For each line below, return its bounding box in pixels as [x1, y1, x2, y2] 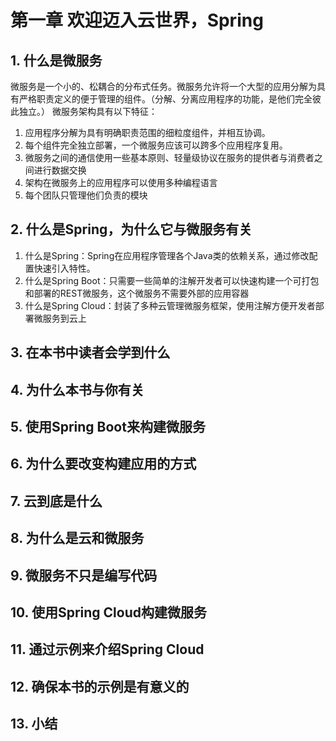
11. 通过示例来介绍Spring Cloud [10, 641, 205, 658]
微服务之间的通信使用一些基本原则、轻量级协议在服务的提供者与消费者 [24, 152, 315, 163]
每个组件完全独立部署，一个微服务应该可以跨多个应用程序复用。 [24, 139, 288, 151]
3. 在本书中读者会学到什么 [10, 344, 171, 361]
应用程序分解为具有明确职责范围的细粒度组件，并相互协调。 [24, 127, 271, 138]
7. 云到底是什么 [10, 492, 103, 510]
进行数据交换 [33, 164, 87, 176]
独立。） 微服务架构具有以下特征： [18, 106, 158, 117]
